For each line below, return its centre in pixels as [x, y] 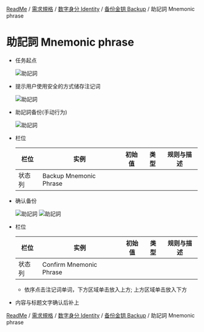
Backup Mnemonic [69, 175]
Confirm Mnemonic [70, 264]
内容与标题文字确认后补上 [47, 302]
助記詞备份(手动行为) [41, 112]
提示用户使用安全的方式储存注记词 [58, 86]
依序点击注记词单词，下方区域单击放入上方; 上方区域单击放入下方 [105, 289]
